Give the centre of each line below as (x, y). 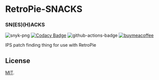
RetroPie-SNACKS (44, 9)
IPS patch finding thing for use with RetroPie (51, 45)
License (18, 61)
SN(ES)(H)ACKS (25, 25)
